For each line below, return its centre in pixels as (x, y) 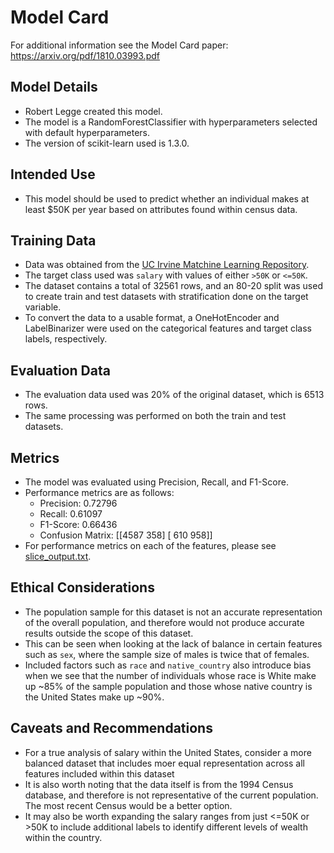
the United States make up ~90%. (94, 697)
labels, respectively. (66, 339)
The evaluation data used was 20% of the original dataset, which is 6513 (174, 395)
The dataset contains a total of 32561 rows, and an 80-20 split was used (173, 286)
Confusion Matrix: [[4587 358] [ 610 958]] (126, 535)
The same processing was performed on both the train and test (155, 416)
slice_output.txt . (58, 556)
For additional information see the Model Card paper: (119, 45)
